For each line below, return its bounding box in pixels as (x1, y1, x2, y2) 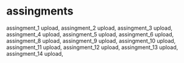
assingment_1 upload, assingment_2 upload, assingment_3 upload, (6, 24, 172, 31)
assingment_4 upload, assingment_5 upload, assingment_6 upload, (6, 30, 174, 38)
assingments (6, 4, 74, 18)
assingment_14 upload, (6, 50, 63, 57)
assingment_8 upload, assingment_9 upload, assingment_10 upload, (6, 37, 176, 44)
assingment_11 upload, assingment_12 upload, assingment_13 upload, (6, 44, 179, 51)
